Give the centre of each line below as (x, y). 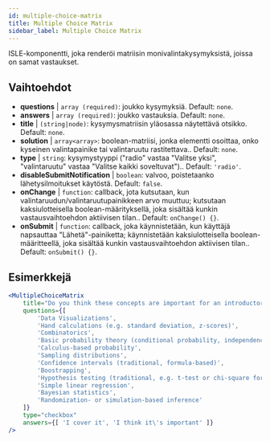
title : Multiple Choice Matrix (61, 23)
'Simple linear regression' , (86, 385)
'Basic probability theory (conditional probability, (129, 341)
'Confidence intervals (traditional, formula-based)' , (131, 362)
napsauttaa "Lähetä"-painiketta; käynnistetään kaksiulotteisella (124, 235)
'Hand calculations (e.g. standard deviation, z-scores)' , (138, 325)
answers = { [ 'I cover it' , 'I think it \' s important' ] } (119, 423)
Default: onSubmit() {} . (59, 252)
